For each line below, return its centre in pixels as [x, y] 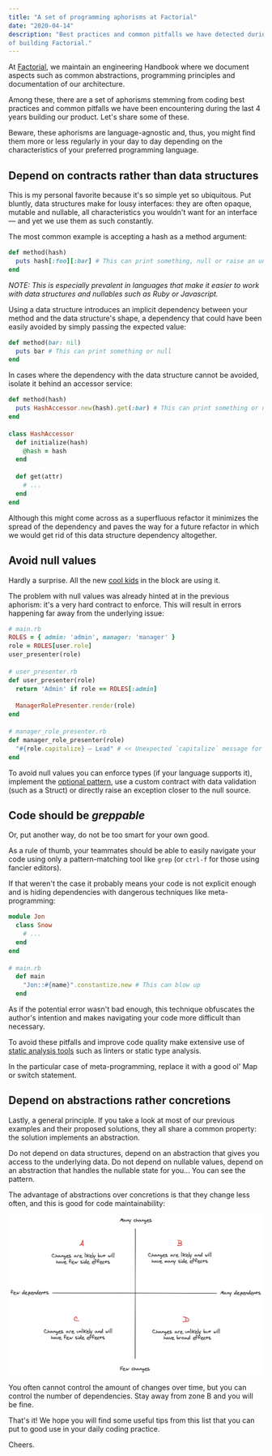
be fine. [21, 1404]
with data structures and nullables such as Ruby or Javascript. [113, 294]
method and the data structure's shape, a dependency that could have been [135, 318]
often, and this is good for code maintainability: [87, 1203]
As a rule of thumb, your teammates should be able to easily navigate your [132, 851]
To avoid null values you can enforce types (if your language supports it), [130, 773]
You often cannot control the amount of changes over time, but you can [127, 1387]
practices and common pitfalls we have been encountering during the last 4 [134, 109]
